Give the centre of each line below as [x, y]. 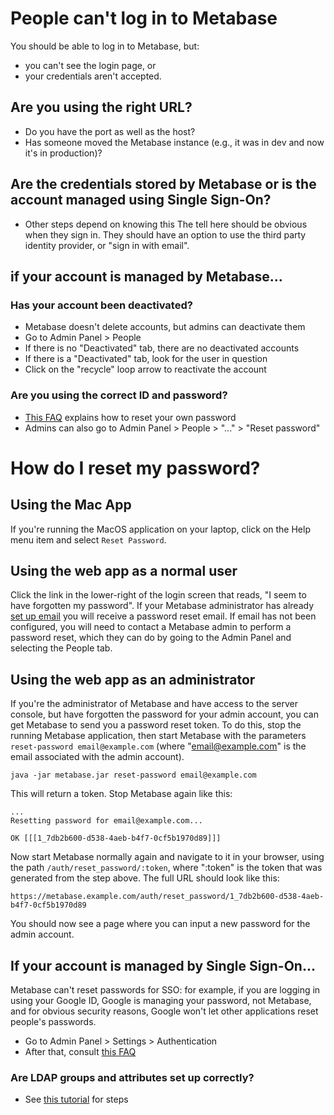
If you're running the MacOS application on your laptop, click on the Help [160, 529]
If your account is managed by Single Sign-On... [163, 965]
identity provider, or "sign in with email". [107, 245]
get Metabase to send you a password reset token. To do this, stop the [156, 725]
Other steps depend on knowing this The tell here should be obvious [166, 224]
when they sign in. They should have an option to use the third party [165, 234]
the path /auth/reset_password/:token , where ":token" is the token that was [166, 868]
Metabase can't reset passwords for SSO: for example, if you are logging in [165, 989]
